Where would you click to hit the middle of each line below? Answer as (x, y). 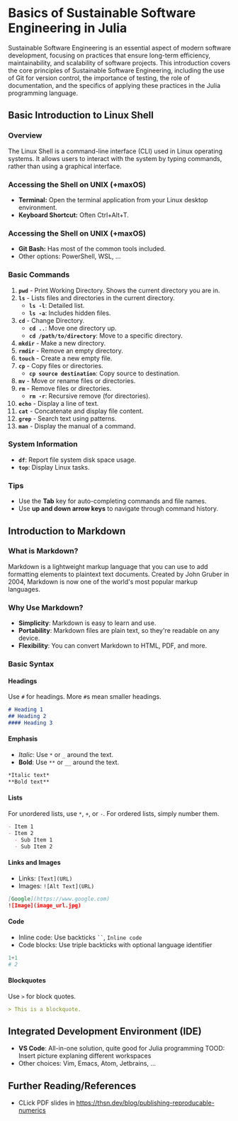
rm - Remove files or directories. (65, 388)
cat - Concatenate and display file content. (81, 411)
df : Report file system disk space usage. (77, 460)
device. (29, 638)
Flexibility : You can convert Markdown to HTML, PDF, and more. (113, 646)
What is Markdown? (43, 551)
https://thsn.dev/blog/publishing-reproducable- (145, 1103)
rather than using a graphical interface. (65, 166)
